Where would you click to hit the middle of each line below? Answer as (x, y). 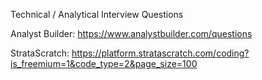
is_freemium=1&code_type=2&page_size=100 (104, 63)
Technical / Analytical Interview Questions (97, 14)
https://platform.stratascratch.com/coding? (160, 53)
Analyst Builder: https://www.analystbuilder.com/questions (131, 33)
